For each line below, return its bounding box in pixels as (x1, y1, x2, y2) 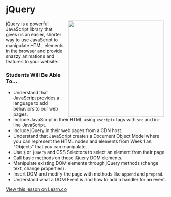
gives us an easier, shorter (6, 31, 62, 37)
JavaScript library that (6, 26, 53, 32)
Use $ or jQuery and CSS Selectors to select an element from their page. (13, 149, 166, 156)
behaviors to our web (13, 106, 58, 112)
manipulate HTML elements (6, 42, 64, 48)
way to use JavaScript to (6, 37, 58, 43)
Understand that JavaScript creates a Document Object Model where (13, 133, 160, 139)
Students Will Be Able (6, 71, 61, 78)
